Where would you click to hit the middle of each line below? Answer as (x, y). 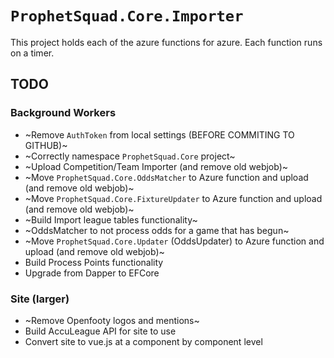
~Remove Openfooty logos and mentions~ (112, 320)
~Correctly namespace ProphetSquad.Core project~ (130, 156)
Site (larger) (40, 299)
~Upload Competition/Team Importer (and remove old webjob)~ (156, 166)
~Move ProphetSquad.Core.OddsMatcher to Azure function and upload (166, 177)
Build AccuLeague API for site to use (100, 331)
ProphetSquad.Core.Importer (127, 16)
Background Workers (63, 113)
